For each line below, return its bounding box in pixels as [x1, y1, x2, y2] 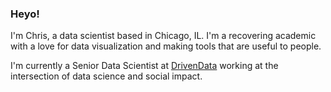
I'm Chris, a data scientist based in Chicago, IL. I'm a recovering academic [10, 30, 317, 42]
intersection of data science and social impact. [10, 70, 203, 82]
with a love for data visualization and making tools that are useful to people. [10, 40, 322, 52]
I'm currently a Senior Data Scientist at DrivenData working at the [10, 60, 279, 72]
